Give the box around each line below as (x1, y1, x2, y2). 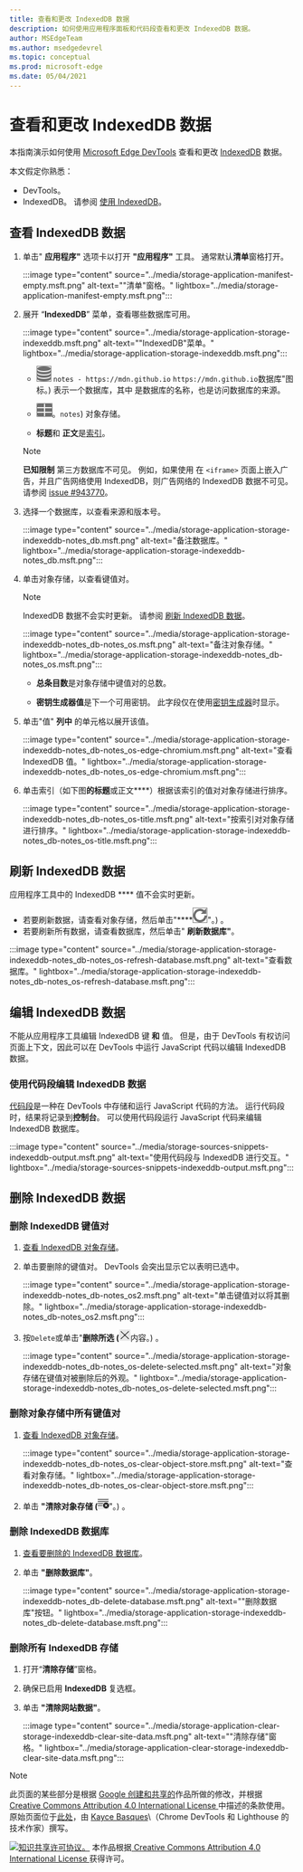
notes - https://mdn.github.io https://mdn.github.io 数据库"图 (52, 373, 294, 384)
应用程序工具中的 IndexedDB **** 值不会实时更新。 (9, 889, 200, 900)
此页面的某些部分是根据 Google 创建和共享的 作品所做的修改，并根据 (9, 1789, 263, 1800)
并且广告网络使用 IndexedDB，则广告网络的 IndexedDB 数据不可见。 (38, 475, 294, 486)
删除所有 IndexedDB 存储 (9, 1641, 119, 1654)
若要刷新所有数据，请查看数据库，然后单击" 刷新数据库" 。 (22, 926, 240, 936)
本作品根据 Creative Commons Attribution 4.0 (91, 1842, 260, 1853)
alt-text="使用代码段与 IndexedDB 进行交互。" (117, 1152, 289, 1163)
